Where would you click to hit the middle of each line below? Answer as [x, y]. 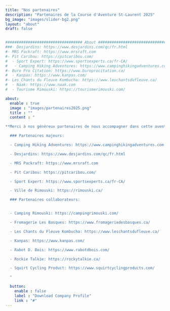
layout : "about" [22, 24]
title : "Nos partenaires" [32, 10]
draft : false [19, 29]
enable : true [25, 103]
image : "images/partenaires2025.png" [51, 108]
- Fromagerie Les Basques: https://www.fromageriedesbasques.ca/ [80, 222]
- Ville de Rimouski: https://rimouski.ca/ [56, 190]
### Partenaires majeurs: [37, 136]
